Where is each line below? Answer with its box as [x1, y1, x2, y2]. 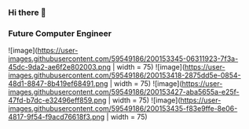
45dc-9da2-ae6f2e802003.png [8, 63, 112, 72]
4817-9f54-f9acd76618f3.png [8, 113, 105, 122]
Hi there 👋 [8, 7, 47, 18]
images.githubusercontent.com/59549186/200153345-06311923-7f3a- [8, 54, 239, 63]
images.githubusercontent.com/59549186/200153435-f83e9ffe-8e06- [8, 104, 238, 113]
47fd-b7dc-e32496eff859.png [8, 95, 107, 105]
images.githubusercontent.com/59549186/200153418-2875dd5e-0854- [8, 70, 241, 81]
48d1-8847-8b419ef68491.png [8, 79, 108, 88]
